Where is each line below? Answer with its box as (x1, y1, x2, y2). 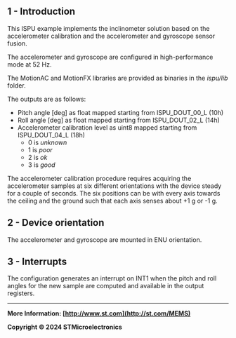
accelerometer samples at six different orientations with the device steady (7, 182, 222, 190)
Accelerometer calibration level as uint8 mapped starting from (17, 123, 197, 132)
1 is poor (27, 145, 53, 154)
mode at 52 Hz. (7, 60, 52, 69)
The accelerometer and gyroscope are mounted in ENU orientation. (7, 235, 202, 244)
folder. (7, 81, 26, 90)
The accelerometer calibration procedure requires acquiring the (7, 174, 192, 182)
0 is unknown (27, 138, 67, 147)
